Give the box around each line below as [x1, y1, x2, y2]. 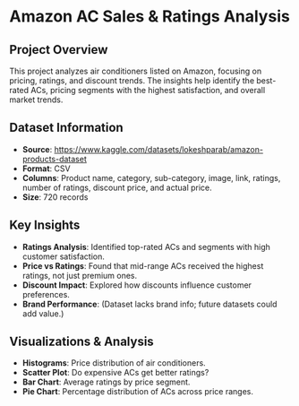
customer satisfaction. [21, 251, 106, 262]
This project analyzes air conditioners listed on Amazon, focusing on [9, 65, 262, 76]
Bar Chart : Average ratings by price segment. [21, 376, 191, 387]
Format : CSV [21, 163, 71, 174]
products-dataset [21, 153, 87, 164]
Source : [21, 143, 53, 154]
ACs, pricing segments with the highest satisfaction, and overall [30, 85, 266, 95]
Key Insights [9, 218, 81, 233]
